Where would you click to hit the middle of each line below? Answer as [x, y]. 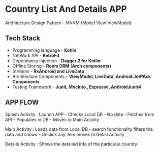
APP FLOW [22, 102]
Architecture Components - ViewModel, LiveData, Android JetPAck [81, 76]
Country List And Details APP [66, 9]
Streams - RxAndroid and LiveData [48, 71]
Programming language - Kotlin [44, 50]
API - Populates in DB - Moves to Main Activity [52, 119]
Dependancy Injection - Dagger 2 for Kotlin [56, 61]
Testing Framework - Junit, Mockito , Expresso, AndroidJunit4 [77, 87]
